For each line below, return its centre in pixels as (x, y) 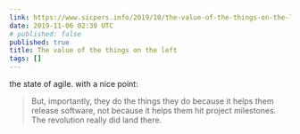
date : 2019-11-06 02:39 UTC (62, 26)
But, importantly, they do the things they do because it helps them (152, 101)
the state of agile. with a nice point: (74, 84)
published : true (39, 42)
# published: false (46, 34)
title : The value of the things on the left (93, 51)
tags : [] (25, 59)
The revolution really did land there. (96, 120)
